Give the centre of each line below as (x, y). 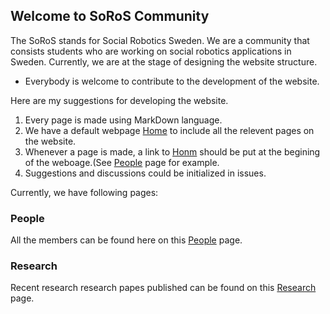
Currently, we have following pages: (84, 192)
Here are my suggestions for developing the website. (119, 100)
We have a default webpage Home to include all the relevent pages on (169, 130)
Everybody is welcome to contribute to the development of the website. (172, 81)
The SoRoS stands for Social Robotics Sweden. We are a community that (160, 40)
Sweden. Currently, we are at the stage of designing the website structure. (164, 61)
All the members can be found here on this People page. (126, 240)
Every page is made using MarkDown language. (123, 120)
